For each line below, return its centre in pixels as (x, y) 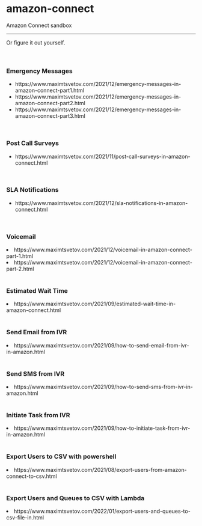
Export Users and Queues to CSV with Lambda (75, 498)
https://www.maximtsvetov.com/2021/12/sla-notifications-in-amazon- (101, 203)
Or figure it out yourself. (36, 42)
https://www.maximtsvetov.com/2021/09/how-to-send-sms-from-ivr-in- (104, 387)
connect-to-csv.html (32, 476)
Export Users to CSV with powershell (61, 457)
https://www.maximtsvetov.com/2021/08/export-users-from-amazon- (101, 469)
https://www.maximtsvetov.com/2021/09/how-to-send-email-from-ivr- (102, 345)
